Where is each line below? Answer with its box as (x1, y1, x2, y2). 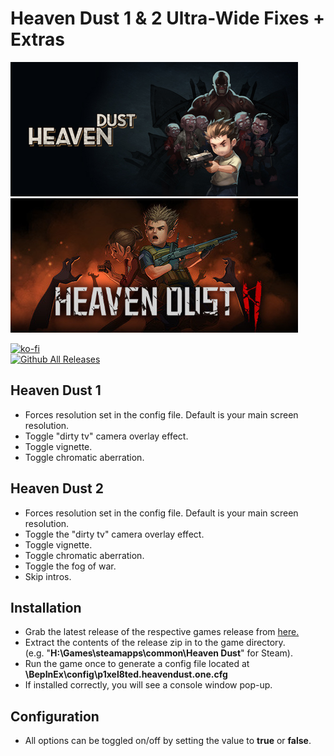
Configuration (10, 708, 100, 725)
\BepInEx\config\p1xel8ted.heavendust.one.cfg (24, 668, 228, 681)
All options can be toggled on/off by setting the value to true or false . (24, 735, 312, 747)
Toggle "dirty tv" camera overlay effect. (24, 430, 189, 442)
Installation (10, 599, 82, 616)
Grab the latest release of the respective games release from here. (24, 626, 300, 638)
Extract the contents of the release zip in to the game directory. (24, 637, 286, 649)
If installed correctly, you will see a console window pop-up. (24, 679, 273, 691)
